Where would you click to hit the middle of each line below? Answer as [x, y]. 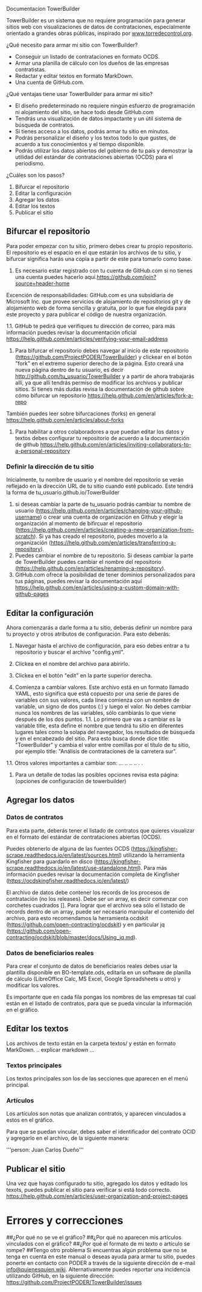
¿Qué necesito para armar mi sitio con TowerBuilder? [72, 45]
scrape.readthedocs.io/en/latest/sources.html [63, 855]
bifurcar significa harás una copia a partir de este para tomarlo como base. [99, 258]
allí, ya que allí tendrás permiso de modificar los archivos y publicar [99, 382]
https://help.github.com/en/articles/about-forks [65, 420]
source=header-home [42, 283]
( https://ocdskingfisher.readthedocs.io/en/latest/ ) [68, 880]
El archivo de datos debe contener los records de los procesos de [88, 892]
